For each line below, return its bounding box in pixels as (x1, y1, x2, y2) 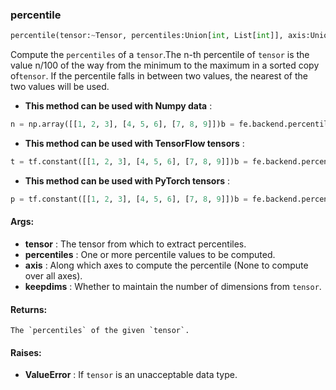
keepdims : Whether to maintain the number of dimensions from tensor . (24, 281, 322, 292)
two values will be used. (10, 81, 110, 93)
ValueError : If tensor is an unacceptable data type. (24, 369, 238, 381)
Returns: (10, 303, 48, 315)
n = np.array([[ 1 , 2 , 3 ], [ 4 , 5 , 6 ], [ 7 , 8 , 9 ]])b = (10, 119, 235, 130)
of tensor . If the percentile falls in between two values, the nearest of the (10, 70, 308, 82)
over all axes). (24, 270, 83, 282)
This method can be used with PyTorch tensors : (24, 174, 230, 187)
